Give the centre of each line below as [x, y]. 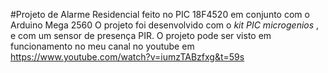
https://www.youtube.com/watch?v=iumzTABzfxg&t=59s [127, 57]
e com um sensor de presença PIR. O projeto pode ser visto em [141, 35]
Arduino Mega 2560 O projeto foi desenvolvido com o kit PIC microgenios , [165, 25]
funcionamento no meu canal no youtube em [102, 46]
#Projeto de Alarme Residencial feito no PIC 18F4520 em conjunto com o [160, 14]
